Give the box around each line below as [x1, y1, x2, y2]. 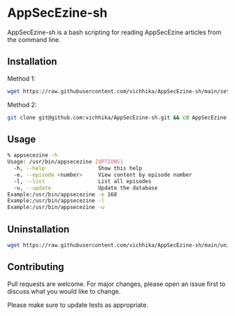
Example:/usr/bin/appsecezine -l [7, 197, 105, 204]
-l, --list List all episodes [13, 178, 152, 185]
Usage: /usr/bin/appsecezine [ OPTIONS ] [7, 159, 124, 166]
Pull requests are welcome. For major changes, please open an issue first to [7, 280, 226, 288]
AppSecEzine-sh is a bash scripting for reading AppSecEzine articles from [7, 28, 222, 36]
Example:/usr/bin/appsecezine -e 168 [7, 191, 117, 198]
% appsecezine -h [7, 152, 58, 159]
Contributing [7, 261, 64, 273]
